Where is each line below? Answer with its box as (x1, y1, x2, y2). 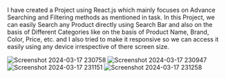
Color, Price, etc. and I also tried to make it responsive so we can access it (7, 35, 219, 43)
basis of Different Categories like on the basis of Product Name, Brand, (7, 28, 209, 36)
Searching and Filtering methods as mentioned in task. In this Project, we (7, 13, 216, 21)
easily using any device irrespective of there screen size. (7, 43, 169, 50)
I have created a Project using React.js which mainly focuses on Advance (7, 6, 216, 14)
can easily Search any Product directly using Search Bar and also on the (7, 21, 213, 28)
